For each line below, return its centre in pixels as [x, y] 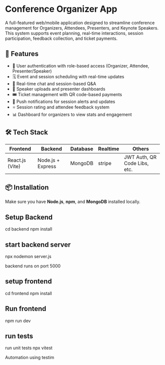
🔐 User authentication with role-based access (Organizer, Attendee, [81, 66]
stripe [105, 163]
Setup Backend [29, 217]
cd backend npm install [29, 229]
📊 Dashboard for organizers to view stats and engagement [72, 114]
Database [82, 149]
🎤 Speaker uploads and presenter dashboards [59, 89]
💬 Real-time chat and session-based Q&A [54, 83]
